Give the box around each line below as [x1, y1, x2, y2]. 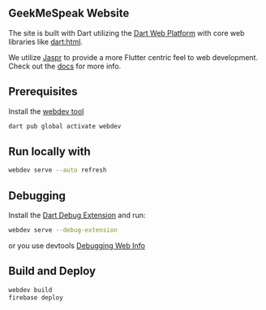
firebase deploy [8, 293, 63, 302]
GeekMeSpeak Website [8, 7, 130, 20]
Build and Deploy [8, 264, 96, 278]
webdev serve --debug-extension [8, 226, 118, 234]
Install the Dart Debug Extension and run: [8, 211, 146, 220]
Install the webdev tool [8, 106, 84, 116]
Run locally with [8, 144, 91, 158]
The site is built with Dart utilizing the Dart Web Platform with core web [8, 28, 245, 37]
